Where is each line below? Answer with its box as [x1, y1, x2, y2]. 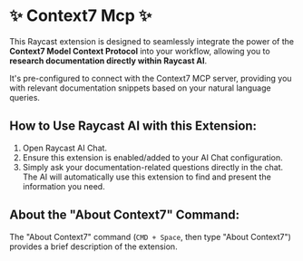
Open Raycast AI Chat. [22, 142, 107, 153]
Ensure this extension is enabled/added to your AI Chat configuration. [22, 151, 283, 163]
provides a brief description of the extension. [9, 241, 179, 252]
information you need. [22, 180, 106, 191]
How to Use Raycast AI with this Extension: [9, 119, 257, 134]
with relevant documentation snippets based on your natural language [9, 82, 271, 93]
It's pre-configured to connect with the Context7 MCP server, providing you [9, 72, 292, 83]
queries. [9, 92, 41, 102]
